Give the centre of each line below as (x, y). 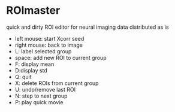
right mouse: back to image (49, 45)
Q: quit (23, 77)
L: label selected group (43, 51)
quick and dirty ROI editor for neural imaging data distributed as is (87, 27)
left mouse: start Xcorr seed (49, 38)
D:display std (31, 70)
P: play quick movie (39, 102)
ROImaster (33, 10)
